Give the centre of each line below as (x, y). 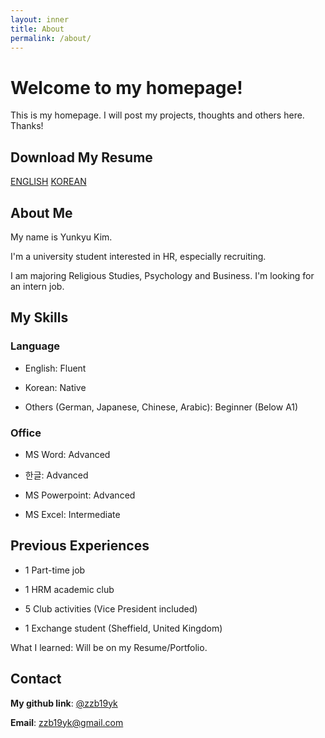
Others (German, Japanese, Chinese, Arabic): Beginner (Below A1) (161, 407)
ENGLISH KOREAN (48, 182)
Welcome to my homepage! (126, 87)
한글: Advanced (56, 475)
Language (35, 346)
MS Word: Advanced (67, 454)
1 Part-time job (55, 570)
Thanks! (27, 126)
